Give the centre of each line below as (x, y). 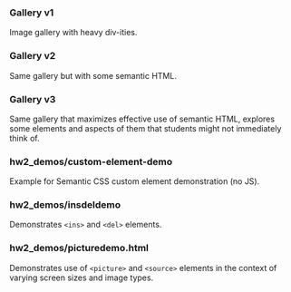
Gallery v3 (33, 99)
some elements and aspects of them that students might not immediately (145, 128)
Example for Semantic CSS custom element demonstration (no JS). (135, 181)
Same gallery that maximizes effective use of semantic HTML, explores (142, 119)
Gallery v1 (32, 13)
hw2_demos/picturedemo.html (79, 248)
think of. (24, 138)
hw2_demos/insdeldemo (65, 205)
